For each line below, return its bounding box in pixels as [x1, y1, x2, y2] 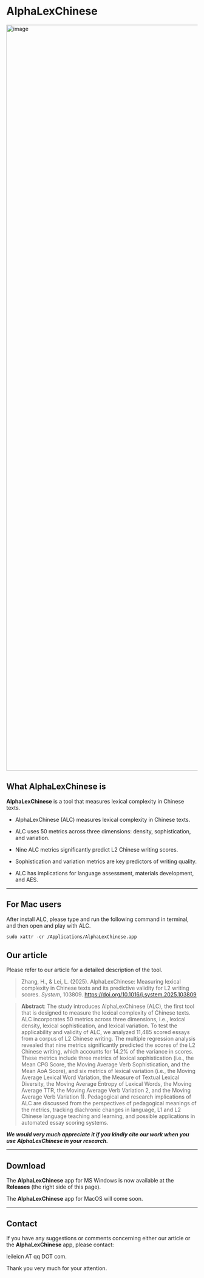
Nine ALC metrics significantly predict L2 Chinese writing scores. [15, 846, 178, 853]
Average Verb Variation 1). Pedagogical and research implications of [21, 1093, 191, 1100]
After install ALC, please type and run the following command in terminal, [6, 915, 189, 923]
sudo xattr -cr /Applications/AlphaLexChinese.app [6, 934, 137, 940]
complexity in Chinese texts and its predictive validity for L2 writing [21, 984, 189, 992]
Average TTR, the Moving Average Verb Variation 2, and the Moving [21, 1087, 191, 1094]
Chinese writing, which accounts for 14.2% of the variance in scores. [21, 1048, 194, 1055]
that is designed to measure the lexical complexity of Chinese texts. [21, 1009, 191, 1016]
